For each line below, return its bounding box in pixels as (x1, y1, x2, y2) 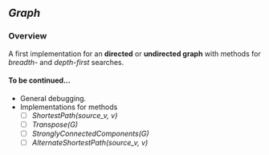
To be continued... (8, 75, 71, 85)
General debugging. (19, 93, 87, 103)
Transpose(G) (31, 120, 79, 129)
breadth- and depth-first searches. (8, 57, 124, 67)
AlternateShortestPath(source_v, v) (31, 138, 149, 148)
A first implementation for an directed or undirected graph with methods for (8, 48, 261, 59)
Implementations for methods (19, 102, 118, 112)
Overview (8, 31, 47, 42)
